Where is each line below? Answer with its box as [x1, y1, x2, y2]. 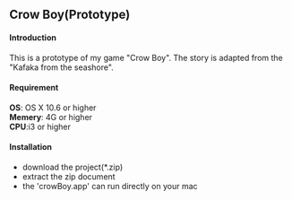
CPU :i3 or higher [9, 121, 72, 132]
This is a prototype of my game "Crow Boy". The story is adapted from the [9, 52, 284, 63]
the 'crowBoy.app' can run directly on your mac [21, 181, 199, 191]
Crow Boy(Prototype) [9, 7, 131, 22]
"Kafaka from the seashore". [9, 62, 114, 73]
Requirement [9, 83, 59, 93]
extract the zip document [21, 171, 116, 182]
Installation [9, 142, 52, 152]
